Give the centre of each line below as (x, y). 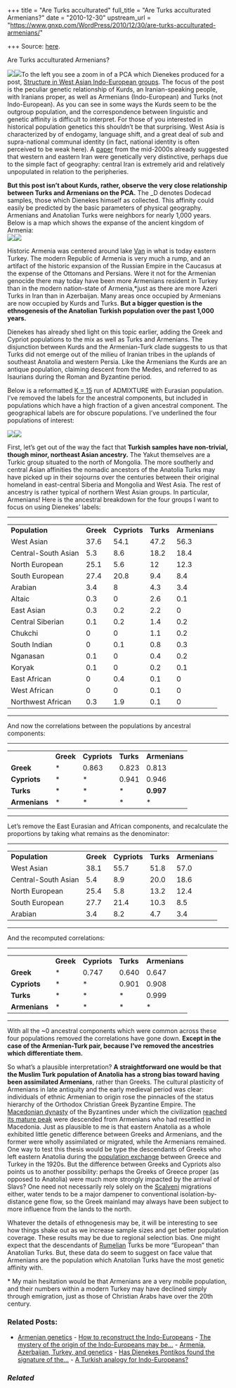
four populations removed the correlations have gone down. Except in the (114, 1038)
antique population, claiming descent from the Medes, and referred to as (112, 369)
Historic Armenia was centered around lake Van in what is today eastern (112, 251)
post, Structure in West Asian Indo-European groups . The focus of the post (116, 82)
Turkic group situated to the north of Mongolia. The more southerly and (111, 462)
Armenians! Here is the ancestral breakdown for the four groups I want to (113, 500)
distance (20, 1201)
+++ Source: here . (34, 46)
